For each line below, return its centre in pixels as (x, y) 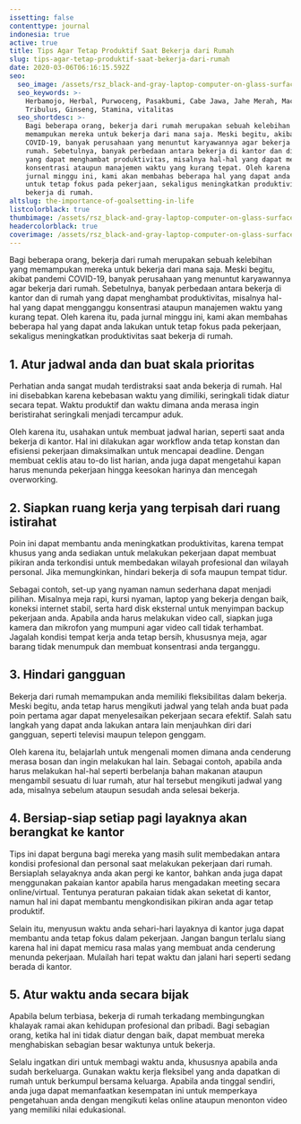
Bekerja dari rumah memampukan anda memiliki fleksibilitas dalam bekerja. (148, 696)
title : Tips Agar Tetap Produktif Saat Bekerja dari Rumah (122, 51)
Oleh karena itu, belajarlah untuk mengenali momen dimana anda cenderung (150, 752)
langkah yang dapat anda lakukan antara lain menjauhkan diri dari (131, 725)
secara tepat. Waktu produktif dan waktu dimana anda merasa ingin (134, 405)
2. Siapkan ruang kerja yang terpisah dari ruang (145, 508)
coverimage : (31, 234)
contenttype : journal (50, 26)
